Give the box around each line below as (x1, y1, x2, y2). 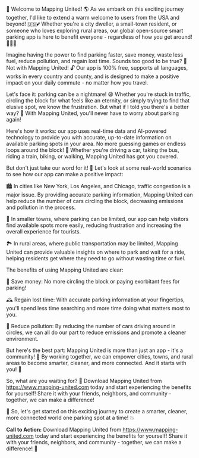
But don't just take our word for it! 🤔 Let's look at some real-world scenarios (6, 164, 192, 172)
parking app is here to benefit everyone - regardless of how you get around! (6, 33, 192, 40)
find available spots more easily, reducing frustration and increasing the (6, 222, 182, 229)
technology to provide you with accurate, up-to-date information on (6, 134, 172, 141)
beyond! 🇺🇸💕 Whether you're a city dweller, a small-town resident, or (6, 20, 177, 27)
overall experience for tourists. (6, 228, 81, 235)
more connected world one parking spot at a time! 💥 (6, 414, 135, 421)
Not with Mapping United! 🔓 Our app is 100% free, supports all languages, (6, 64, 188, 71)
